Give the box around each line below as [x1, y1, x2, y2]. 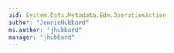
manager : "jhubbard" [8, 33, 76, 41]
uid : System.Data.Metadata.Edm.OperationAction [8, 11, 167, 19]
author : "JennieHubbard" [8, 19, 89, 26]
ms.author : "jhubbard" [8, 26, 82, 34]
